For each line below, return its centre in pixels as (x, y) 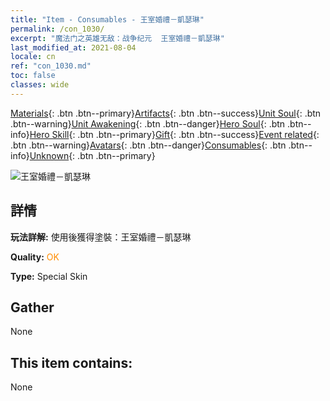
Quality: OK (35, 257)
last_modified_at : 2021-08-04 (73, 47)
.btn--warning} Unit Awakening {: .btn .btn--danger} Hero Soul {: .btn (148, 123)
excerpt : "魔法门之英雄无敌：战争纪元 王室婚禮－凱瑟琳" (117, 38)
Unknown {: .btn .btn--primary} (92, 155)
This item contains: (71, 362)
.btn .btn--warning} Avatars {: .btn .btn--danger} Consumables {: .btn (148, 145)
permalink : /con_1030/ (57, 29)
